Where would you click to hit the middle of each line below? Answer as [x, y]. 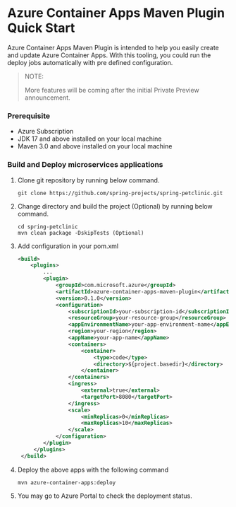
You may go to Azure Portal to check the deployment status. [105, 496]
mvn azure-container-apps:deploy [67, 482]
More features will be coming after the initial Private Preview [112, 90]
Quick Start [41, 28]
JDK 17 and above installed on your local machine [89, 139]
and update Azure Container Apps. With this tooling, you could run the [109, 55]
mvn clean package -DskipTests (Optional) [81, 233]
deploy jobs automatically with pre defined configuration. [90, 62]
